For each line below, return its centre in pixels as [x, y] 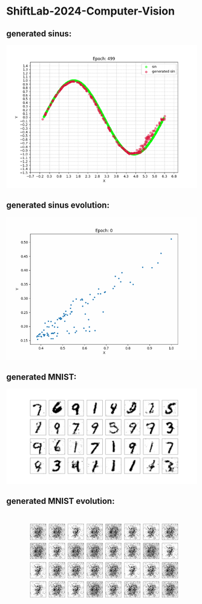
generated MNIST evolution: [60, 501]
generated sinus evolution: [58, 205]
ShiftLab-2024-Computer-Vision [91, 11]
